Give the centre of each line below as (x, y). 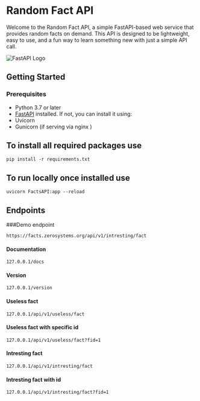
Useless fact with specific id (42, 327)
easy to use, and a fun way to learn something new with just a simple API (97, 40)
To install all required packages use (74, 146)
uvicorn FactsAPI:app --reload (45, 192)
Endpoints (26, 210)
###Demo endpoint (30, 225)
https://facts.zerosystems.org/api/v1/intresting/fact (77, 236)
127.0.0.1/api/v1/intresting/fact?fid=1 (58, 393)
